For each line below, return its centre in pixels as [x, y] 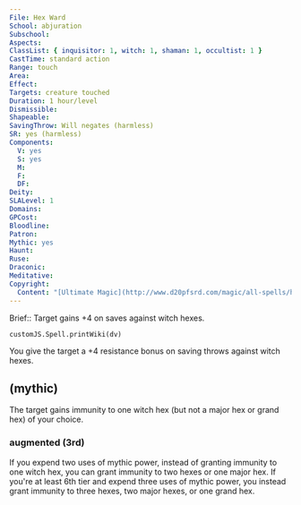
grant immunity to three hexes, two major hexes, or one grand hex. [132, 491]
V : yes [30, 150]
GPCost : [24, 217]
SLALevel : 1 [31, 201]
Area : [19, 76]
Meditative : [31, 276]
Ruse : [19, 259]
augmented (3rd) [47, 442]
